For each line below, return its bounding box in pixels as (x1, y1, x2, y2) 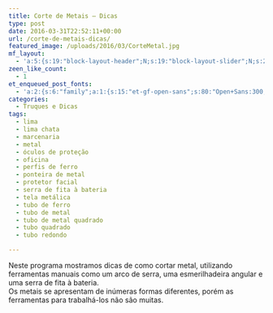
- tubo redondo (15, 231, 67, 240)
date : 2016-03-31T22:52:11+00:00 (8, 27, 122, 35)
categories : (8, 95, 49, 103)
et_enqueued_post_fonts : (8, 80, 93, 88)
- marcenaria (15, 133, 60, 141)
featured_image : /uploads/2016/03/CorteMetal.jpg (8, 42, 180, 50)
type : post (8, 20, 45, 28)
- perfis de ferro (15, 163, 79, 172)
